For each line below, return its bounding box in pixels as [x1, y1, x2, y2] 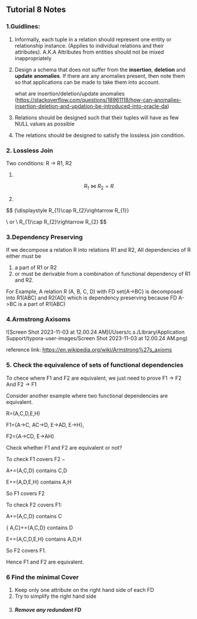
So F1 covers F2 [6, 489, 45, 497]
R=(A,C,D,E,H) [6, 410, 41, 417]
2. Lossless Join [6, 146, 54, 154]
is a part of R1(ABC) [18, 301, 66, 308]
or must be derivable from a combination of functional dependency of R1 [14, 271, 191, 278]
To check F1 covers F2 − [6, 455, 66, 462]
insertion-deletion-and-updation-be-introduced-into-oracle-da [14, 103, 168, 110]
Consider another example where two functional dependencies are [6, 392, 168, 399]
